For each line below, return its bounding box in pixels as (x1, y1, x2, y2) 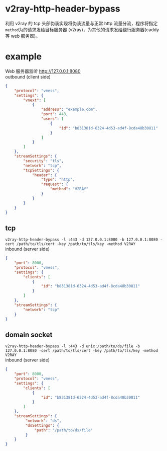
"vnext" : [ (23, 98, 46, 103)
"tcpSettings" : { (23, 168, 59, 173)
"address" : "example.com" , (41, 107, 98, 112)
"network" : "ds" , (25, 418, 62, 423)
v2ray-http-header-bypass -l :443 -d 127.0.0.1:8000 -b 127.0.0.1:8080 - (5, 237, 163, 242)
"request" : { (41, 182, 69, 187)
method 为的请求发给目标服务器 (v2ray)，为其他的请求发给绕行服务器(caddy (5, 26, 159, 33)
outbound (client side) (5, 73, 51, 80)
